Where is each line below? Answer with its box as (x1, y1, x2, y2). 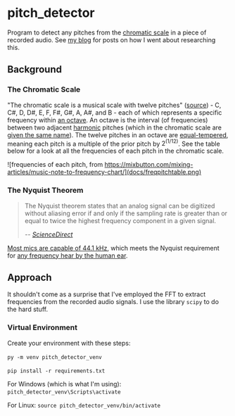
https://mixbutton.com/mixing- (104, 160, 193, 169)
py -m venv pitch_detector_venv (7, 353, 102, 360)
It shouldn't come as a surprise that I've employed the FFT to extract (7, 290, 206, 298)
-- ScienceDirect (24, 230, 73, 239)
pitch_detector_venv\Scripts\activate (7, 389, 121, 396)
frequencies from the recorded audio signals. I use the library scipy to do (7, 298, 220, 306)
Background (7, 63, 62, 75)
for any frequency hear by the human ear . (7, 251, 128, 260)
